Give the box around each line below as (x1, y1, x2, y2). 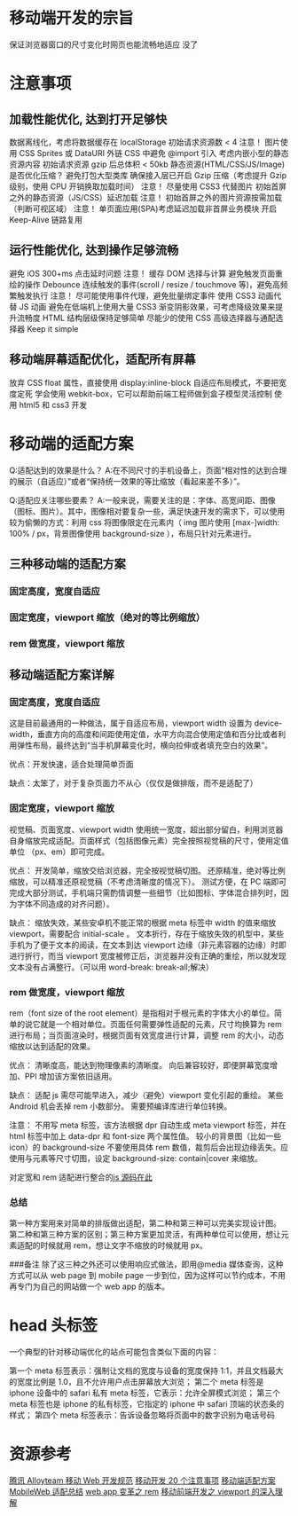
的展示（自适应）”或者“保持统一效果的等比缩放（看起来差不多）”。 (9, 475, 246, 486)
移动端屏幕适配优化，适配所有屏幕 (9, 352, 196, 367)
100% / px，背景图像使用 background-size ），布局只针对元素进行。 (9, 528, 256, 538)
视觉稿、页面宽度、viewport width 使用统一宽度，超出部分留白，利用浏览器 (9, 824, 284, 835)
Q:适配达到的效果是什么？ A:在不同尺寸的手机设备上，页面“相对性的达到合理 (9, 465, 287, 475)
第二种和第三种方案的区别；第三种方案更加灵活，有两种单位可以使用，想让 (9, 1229, 281, 1240)
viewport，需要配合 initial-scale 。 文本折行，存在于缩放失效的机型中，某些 (9, 928, 285, 939)
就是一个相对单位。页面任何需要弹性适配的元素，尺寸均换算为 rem (39, 1018, 282, 1029)
